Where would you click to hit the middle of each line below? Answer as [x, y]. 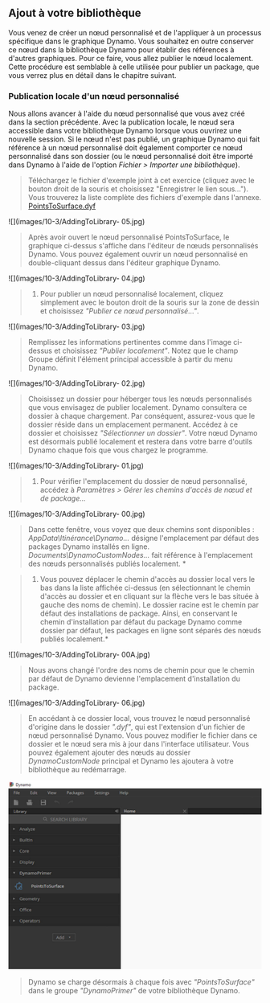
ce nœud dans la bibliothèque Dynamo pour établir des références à [121, 49]
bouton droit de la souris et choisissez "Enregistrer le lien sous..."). [138, 189]
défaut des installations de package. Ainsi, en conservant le [139, 613]
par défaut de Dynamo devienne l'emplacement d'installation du [134, 679]
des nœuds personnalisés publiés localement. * [107, 564]
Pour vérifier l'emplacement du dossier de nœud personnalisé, [143, 481]
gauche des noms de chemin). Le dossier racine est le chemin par [149, 605]
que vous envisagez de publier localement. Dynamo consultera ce [137, 407]
